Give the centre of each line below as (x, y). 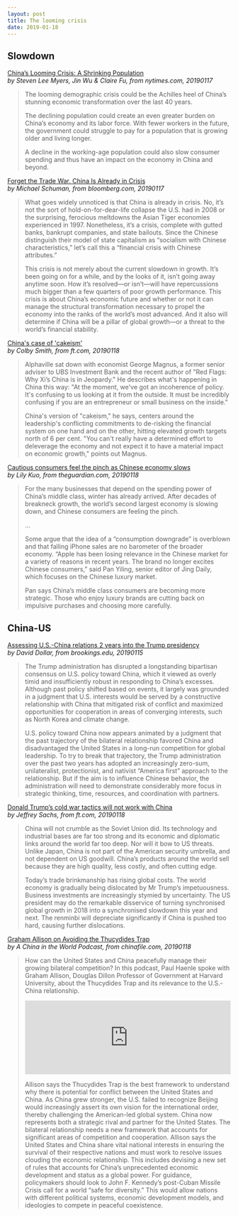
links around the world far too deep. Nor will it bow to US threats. (119, 844)
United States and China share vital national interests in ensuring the (124, 1145)
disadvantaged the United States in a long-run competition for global (125, 748)
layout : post (27, 14)
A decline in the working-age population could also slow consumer (122, 152)
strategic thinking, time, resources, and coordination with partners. (122, 793)
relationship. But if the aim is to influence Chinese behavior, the (117, 778)
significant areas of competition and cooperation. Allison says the (120, 1137)
